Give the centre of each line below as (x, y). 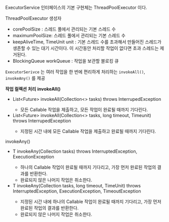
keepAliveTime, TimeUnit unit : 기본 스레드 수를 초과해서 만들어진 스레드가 (87, 42)
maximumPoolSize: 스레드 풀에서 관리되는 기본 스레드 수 (69, 35)
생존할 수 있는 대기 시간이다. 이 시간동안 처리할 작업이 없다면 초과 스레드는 (86, 48)
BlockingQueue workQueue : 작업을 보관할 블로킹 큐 (66, 61)
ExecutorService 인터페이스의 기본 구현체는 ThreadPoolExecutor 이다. (76, 7)
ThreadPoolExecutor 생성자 (33, 18)
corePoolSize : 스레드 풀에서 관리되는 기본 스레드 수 (64, 29)
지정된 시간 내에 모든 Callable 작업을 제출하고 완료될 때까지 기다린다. (88, 131)
